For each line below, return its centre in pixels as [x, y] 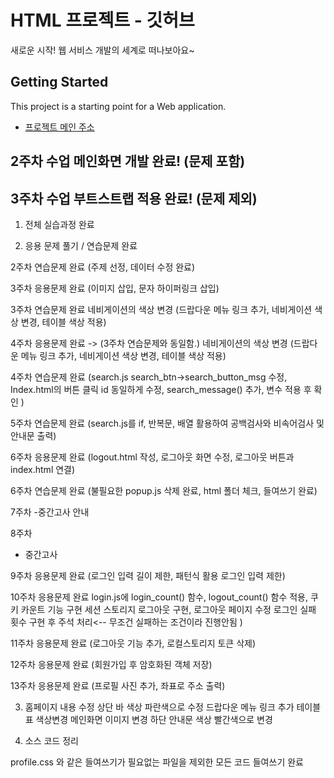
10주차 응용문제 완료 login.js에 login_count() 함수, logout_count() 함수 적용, [159, 597]
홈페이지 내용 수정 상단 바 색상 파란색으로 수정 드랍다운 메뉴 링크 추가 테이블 [173, 707]
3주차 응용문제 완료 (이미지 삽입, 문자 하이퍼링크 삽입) [115, 288]
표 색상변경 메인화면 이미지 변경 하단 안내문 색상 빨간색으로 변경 [148, 719]
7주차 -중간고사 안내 [50, 512]
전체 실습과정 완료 [59, 224]
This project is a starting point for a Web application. [118, 106]
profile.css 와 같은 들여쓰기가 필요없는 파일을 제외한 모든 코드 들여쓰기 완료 [157, 762]
